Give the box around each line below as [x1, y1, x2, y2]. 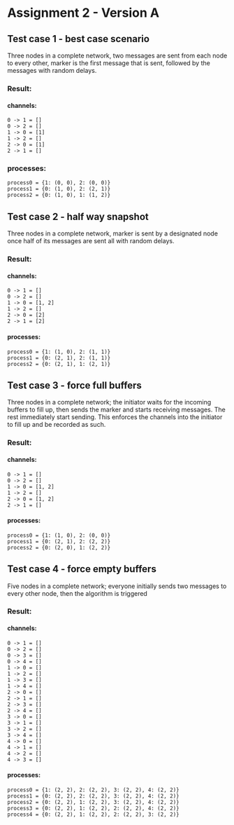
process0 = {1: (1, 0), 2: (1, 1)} [7, 348, 111, 355]
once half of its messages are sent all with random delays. [7, 237, 175, 245]
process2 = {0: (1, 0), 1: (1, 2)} [7, 191, 111, 199]
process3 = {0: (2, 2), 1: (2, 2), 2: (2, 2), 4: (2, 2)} [7, 805, 180, 812]
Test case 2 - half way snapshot [7, 210, 149, 222]
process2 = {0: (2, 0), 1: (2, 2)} [7, 544, 111, 551]
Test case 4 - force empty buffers [7, 563, 157, 575]
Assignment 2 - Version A [7, 5, 159, 21]
